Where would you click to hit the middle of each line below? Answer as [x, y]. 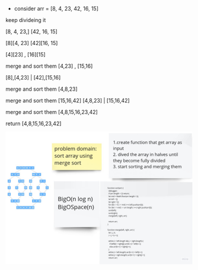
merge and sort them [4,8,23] [41, 89]
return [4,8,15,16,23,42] [33, 123]
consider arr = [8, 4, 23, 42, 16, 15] [56, 9]
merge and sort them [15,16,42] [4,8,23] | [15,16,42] [68, 101]
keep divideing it [26, 20]
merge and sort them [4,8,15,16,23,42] [52, 112]
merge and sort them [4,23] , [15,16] [49, 66]
